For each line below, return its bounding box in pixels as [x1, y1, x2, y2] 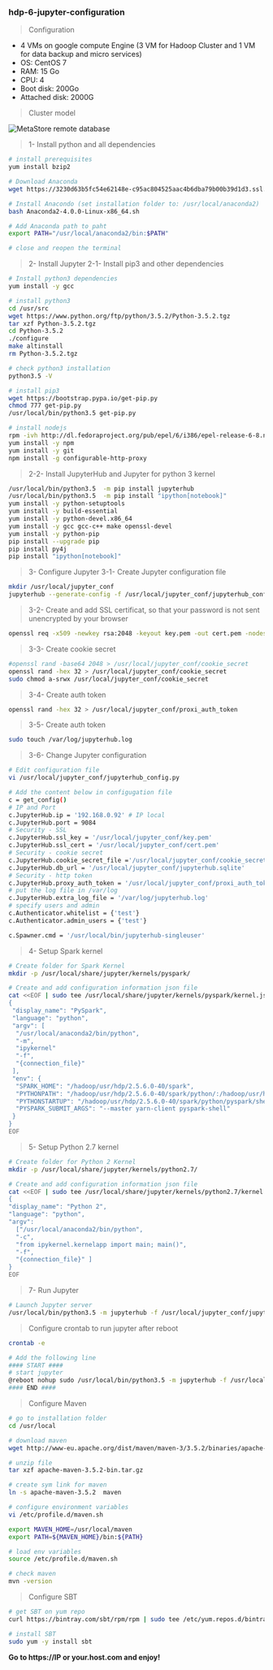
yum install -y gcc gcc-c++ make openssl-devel [8, 522, 173, 530]
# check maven [8, 1570, 57, 1578]
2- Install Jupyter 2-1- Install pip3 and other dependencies [28, 259, 224, 269]
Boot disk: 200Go [19, 84, 80, 93]
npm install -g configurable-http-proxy [8, 454, 148, 462]
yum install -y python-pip [8, 530, 100, 538]
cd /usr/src [8, 304, 49, 313]
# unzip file [8, 1459, 53, 1467]
